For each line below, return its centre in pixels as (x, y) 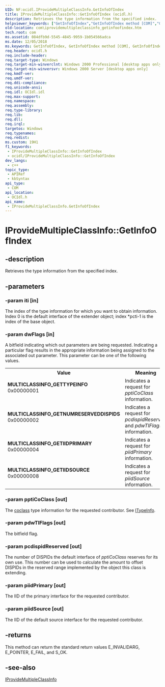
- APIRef (16, 174)
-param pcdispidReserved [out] (43, 546)
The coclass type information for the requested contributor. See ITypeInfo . (80, 510)
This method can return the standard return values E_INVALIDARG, (72, 647)
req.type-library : (24, 110)
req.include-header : (26, 55)
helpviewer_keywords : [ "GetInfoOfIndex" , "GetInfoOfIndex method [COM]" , (81, 23)
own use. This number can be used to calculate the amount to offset (74, 562)
